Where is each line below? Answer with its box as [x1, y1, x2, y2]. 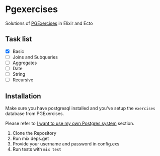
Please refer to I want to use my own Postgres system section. [5, 120, 135, 126]
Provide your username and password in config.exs [12, 140, 120, 147]
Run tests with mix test [12, 146, 61, 152]
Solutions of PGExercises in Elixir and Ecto [5, 20, 93, 26]
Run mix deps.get [12, 135, 49, 141]
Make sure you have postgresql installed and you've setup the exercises [5, 105, 155, 111]
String [12, 71, 25, 77]
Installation [5, 92, 41, 100]
